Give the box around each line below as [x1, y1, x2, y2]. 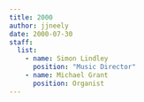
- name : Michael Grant [25, 71, 109, 80]
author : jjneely [9, 21, 69, 30]
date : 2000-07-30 [9, 29, 73, 38]
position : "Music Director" [32, 63, 137, 72]
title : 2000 [9, 12, 53, 22]
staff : [9, 37, 34, 47]
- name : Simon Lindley [25, 54, 109, 63]
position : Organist [32, 79, 104, 88]
